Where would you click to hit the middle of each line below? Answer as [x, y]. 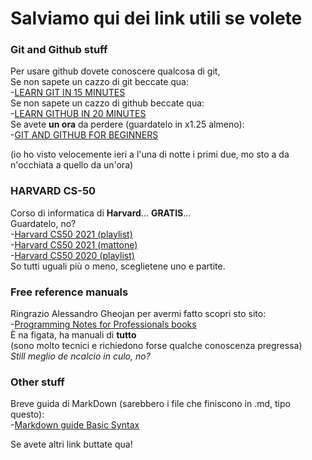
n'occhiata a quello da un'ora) [72, 165]
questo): [27, 414]
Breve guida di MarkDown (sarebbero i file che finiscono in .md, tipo [150, 404]
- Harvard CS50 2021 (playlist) [71, 234]
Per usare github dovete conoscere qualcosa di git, [115, 71]
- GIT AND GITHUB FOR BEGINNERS [84, 135]
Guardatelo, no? [43, 223]
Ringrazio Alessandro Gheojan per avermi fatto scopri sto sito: [138, 314]
